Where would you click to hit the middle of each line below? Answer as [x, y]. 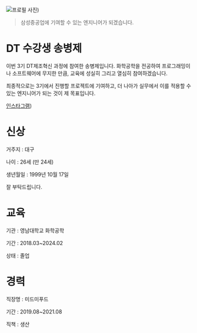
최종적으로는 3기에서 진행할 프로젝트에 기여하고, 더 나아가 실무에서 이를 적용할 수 [98, 86]
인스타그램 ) [19, 106]
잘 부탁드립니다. [24, 187]
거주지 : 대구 [20, 149]
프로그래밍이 [176, 66]
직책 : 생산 [18, 324]
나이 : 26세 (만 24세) [30, 162]
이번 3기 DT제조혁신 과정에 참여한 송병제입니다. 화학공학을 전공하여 [83, 66]
